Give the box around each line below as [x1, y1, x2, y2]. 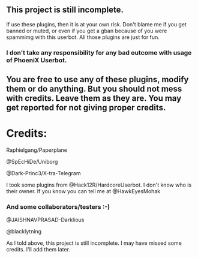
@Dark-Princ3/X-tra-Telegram [6, 170, 81, 177]
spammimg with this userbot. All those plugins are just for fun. [6, 33, 160, 41]
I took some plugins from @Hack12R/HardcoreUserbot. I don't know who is [6, 181, 192, 188]
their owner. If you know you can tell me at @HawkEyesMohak [6, 188, 161, 195]
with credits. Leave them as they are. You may [6, 93, 182, 104]
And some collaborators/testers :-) [6, 202, 110, 211]
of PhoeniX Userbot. [6, 56, 67, 64]
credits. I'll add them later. [6, 246, 71, 253]
